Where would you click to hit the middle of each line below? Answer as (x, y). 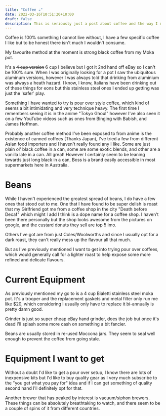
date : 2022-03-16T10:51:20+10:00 (40, 14)
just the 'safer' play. (25, 93)
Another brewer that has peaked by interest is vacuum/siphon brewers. (77, 398)
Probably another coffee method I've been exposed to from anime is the (79, 133)
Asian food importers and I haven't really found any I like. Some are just (78, 144)
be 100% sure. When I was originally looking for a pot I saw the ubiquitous (81, 73)
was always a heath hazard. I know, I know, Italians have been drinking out (81, 83)
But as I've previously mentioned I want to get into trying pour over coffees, (82, 250)
